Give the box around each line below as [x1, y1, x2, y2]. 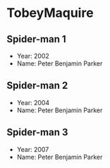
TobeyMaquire [6, 5, 94, 21]
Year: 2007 [16, 145, 49, 153]
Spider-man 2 [6, 80, 68, 92]
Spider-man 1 [6, 33, 66, 45]
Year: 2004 [16, 98, 50, 107]
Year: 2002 [16, 52, 50, 60]
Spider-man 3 [6, 126, 68, 138]
